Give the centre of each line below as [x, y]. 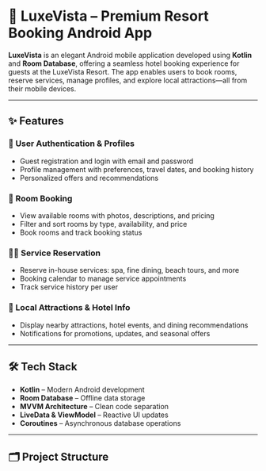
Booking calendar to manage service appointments [103, 279]
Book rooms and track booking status [81, 232]
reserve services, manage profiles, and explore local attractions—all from [128, 80]
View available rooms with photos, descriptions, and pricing [117, 215]
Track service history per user [69, 287]
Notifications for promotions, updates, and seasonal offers [115, 333]
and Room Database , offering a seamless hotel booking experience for [124, 63]
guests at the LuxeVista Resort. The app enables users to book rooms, [123, 71]
